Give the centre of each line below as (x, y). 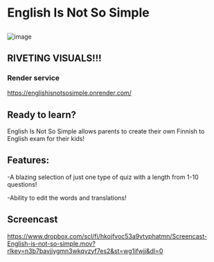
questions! (22, 184)
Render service (34, 77)
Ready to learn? (42, 114)
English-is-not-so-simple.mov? (51, 243)
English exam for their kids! (46, 139)
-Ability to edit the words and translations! (67, 198)
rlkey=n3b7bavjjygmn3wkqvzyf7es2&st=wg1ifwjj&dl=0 (85, 251)
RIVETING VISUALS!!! (54, 58)
